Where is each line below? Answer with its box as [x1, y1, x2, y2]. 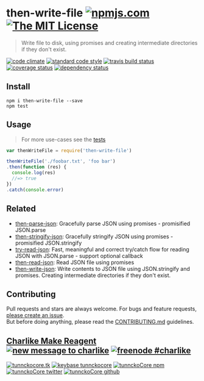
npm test [6, 103, 29, 109]
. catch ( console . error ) [6, 186, 64, 193]
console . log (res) [12, 170, 56, 176]
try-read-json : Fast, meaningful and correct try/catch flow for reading [15, 245, 190, 253]
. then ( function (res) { [6, 164, 67, 170]
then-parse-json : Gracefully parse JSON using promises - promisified [15, 220, 191, 227]
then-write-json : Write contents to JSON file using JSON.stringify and [15, 265, 191, 272]
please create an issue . [6, 312, 65, 319]
